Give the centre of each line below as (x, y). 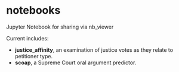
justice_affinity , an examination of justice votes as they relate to (94, 50)
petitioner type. (33, 56)
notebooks (33, 10)
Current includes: (27, 38)
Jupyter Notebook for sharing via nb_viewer (60, 27)
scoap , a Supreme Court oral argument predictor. (75, 62)
